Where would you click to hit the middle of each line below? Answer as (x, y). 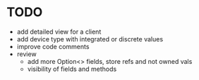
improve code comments (53, 46)
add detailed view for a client (59, 32)
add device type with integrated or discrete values (90, 39)
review (26, 54)
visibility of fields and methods (72, 69)
